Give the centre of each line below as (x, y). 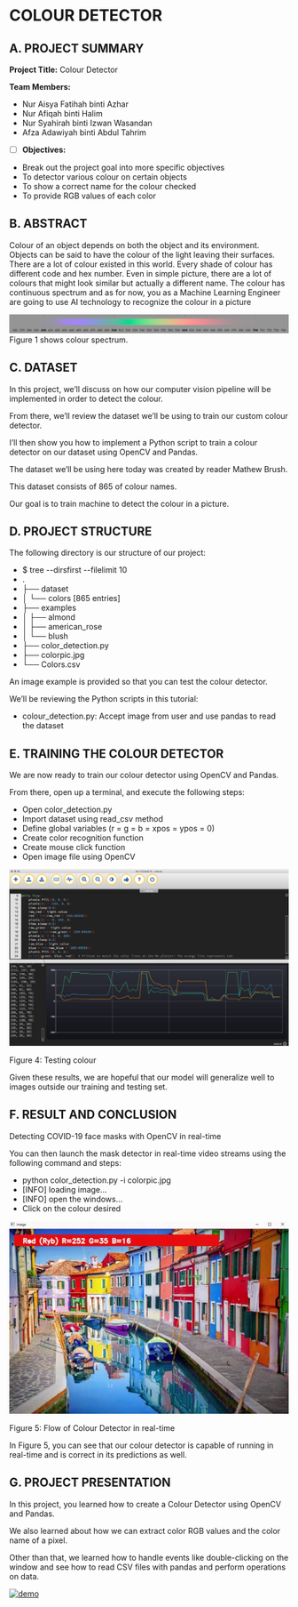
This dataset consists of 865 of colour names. (93, 486)
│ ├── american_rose (62, 627)
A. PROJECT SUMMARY (77, 48)
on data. (24, 1576)
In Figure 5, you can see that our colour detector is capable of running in (141, 1445)
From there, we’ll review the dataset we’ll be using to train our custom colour (149, 415)
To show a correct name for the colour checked (109, 187)
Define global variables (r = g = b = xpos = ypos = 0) (118, 829)
